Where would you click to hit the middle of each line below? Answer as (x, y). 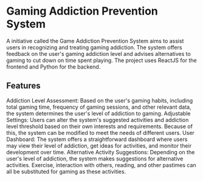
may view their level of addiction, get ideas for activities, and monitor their (99, 145)
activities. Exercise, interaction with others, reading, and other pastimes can (101, 165)
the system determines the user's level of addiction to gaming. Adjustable (98, 113)
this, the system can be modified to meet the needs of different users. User (100, 132)
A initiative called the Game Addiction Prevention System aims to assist (95, 41)
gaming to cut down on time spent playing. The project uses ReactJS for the (101, 60)
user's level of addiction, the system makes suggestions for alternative (95, 159)
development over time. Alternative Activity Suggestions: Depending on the (101, 152)
